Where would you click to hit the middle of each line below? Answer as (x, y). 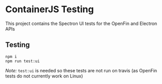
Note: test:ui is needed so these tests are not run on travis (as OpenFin (81, 70)
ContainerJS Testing (50, 9)
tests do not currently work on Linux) (44, 76)
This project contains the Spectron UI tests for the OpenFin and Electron (81, 23)
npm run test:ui (22, 61)
